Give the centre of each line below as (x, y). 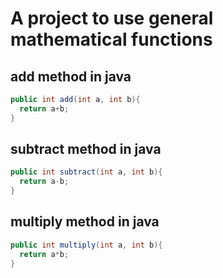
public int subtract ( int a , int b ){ (86, 172)
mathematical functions (111, 39)
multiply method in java (85, 222)
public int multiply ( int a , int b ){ (86, 245)
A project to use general (112, 18)
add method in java (71, 76)
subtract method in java (86, 149)
